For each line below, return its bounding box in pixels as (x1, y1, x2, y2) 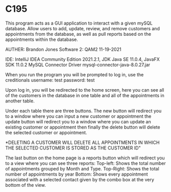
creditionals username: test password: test (5, 77, 95, 83)
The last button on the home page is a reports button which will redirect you (5, 155, 165, 161)
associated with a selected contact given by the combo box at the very (5, 176, 154, 182)
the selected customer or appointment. (5, 129, 87, 136)
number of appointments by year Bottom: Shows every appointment (5, 171, 148, 177)
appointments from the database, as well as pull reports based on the (5, 31, 152, 37)
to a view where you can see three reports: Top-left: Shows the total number (5, 160, 166, 166)
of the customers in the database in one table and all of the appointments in (5, 92, 164, 98)
